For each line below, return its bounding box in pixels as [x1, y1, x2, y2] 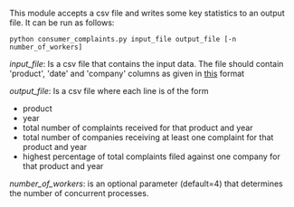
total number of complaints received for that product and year [22, 122, 253, 133]
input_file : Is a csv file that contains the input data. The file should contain [9, 59, 284, 69]
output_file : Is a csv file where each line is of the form [9, 86, 209, 96]
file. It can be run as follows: [9, 17, 115, 28]
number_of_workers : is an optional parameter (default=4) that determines [9, 178, 283, 189]
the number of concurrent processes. [9, 188, 149, 198]
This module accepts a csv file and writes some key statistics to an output [9, 8, 285, 18]
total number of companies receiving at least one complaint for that [22, 132, 274, 143]
